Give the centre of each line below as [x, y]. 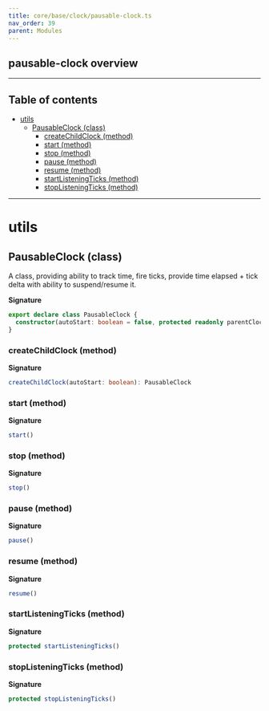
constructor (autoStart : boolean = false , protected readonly [120, 322]
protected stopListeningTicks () [62, 699]
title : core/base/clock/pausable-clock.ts [80, 16]
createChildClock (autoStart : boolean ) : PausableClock [100, 382]
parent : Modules [35, 30]
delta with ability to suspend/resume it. [72, 284]
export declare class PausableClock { [73, 315]
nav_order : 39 [32, 23]
